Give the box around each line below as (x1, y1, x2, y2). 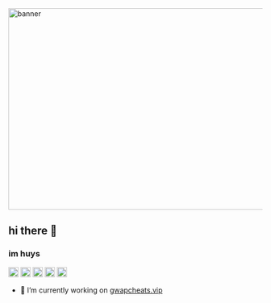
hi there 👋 (8, 224, 58, 238)
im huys (8, 248, 40, 259)
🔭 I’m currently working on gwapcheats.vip (19, 285, 163, 295)
